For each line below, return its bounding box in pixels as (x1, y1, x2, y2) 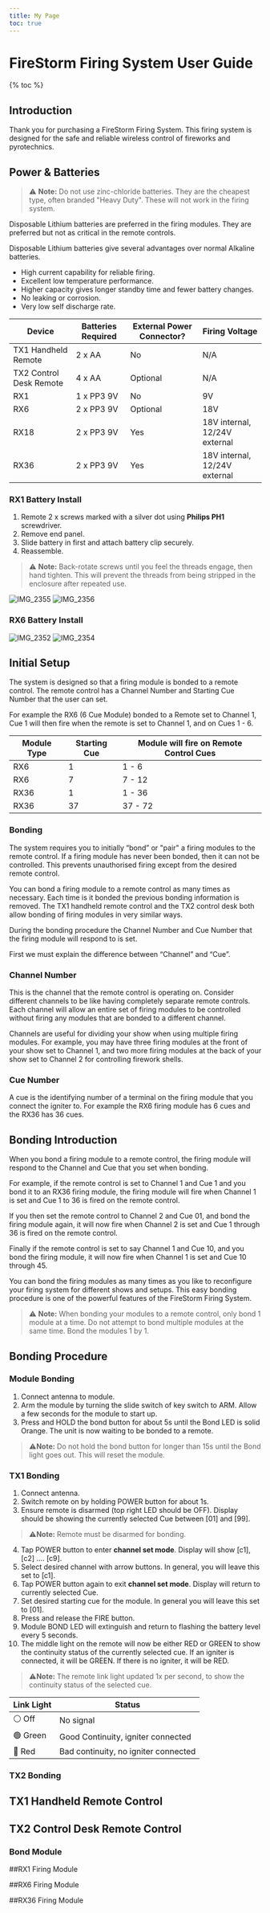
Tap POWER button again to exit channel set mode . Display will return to (20, 1580, 261, 1589)
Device (26, 326, 54, 337)
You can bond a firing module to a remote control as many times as (9, 884, 231, 893)
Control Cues (163, 748, 216, 759)
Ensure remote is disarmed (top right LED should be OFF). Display (20, 1506, 239, 1515)
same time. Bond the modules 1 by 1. (28, 1326, 149, 1336)
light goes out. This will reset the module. (28, 1449, 165, 1459)
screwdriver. (20, 521, 62, 530)
